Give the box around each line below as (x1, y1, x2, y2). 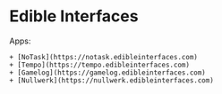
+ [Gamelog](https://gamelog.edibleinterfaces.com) (9, 68, 206, 77)
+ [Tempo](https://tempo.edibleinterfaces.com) (9, 60, 191, 69)
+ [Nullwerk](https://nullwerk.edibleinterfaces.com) (9, 75, 215, 85)
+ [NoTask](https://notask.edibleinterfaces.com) (9, 52, 199, 61)
